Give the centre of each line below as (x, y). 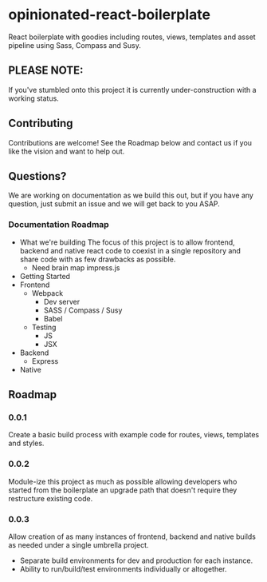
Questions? (37, 176)
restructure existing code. (51, 498)
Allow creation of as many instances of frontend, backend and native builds (132, 536)
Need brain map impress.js (76, 267)
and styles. (26, 443)
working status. (34, 98)
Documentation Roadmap (59, 225)
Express (45, 361)
